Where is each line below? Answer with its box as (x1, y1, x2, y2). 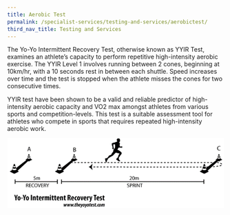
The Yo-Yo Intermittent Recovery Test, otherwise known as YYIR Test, (7, 45, 205, 54)
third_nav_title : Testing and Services (7, 25, 122, 32)
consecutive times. (7, 82, 61, 90)
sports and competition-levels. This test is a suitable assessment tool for (7, 110, 213, 119)
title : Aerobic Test (7, 11, 67, 18)
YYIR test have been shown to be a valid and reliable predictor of (7, 95, 191, 103)
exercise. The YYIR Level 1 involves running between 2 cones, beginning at (7, 60, 220, 68)
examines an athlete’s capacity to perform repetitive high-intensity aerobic (7, 52, 218, 61)
